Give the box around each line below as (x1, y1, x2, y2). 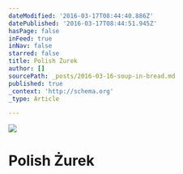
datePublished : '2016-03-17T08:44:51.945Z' (8, 19, 158, 28)
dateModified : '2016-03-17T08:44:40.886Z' (8, 11, 154, 20)
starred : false (8, 49, 60, 57)
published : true (8, 79, 63, 87)
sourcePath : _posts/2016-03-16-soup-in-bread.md (8, 72, 176, 80)
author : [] (8, 65, 45, 73)
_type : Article (8, 95, 60, 103)
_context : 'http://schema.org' (8, 87, 114, 95)
